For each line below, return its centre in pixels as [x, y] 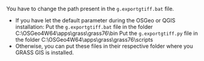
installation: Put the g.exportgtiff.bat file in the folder [84, 27]
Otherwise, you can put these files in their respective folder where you [104, 46]
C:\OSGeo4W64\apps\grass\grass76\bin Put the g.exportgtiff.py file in [106, 33]
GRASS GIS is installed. [44, 53]
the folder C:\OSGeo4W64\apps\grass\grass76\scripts [84, 40]
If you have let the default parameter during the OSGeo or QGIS [95, 20]
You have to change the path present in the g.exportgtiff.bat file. [90, 9]
